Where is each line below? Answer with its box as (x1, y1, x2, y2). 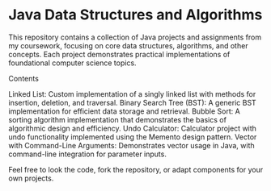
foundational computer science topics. (8, 58, 137, 68)
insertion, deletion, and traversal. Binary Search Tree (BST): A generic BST (8, 98, 256, 107)
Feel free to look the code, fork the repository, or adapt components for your (8, 164, 264, 174)
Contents (8, 73, 39, 83)
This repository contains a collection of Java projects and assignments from (8, 32, 261, 42)
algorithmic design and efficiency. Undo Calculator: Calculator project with (8, 123, 257, 133)
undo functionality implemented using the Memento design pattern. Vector (8, 131, 257, 142)
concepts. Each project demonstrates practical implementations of (8, 49, 231, 59)
